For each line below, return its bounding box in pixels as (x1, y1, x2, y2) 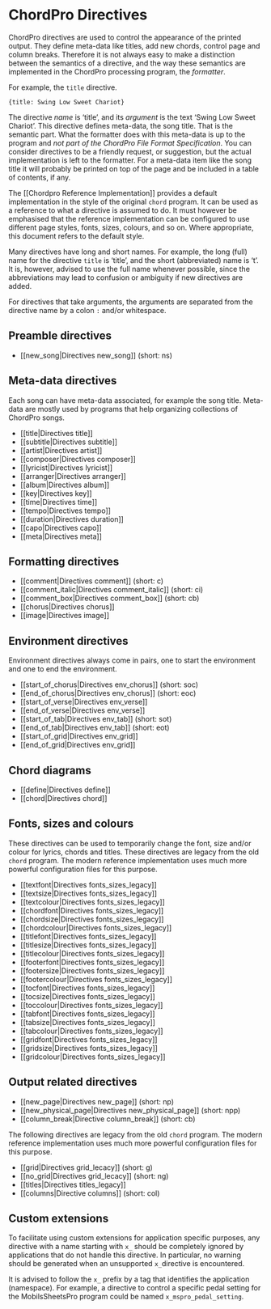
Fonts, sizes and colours (8, 817, 134, 831)
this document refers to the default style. (8, 231, 145, 240)
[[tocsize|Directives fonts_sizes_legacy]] (19, 991, 155, 1001)
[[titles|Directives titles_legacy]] (19, 1180, 127, 1189)
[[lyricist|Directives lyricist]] (19, 463, 113, 472)
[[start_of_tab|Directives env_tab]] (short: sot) (19, 714, 172, 724)
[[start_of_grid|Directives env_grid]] (19, 731, 139, 741)
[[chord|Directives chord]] (19, 794, 108, 803)
